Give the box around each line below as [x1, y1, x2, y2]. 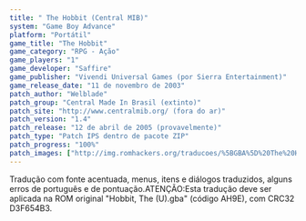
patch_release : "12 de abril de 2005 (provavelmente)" [9, 124, 222, 133]
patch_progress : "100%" [9, 140, 100, 149]
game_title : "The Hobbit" [9, 38, 107, 48]
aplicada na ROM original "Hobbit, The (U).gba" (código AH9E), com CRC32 [9, 193, 295, 204]
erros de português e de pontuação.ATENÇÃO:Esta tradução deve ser [9, 183, 272, 194]
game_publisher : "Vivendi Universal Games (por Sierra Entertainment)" [9, 73, 287, 82]
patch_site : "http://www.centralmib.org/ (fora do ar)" [9, 106, 226, 116]
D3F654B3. [9, 202, 53, 214]
